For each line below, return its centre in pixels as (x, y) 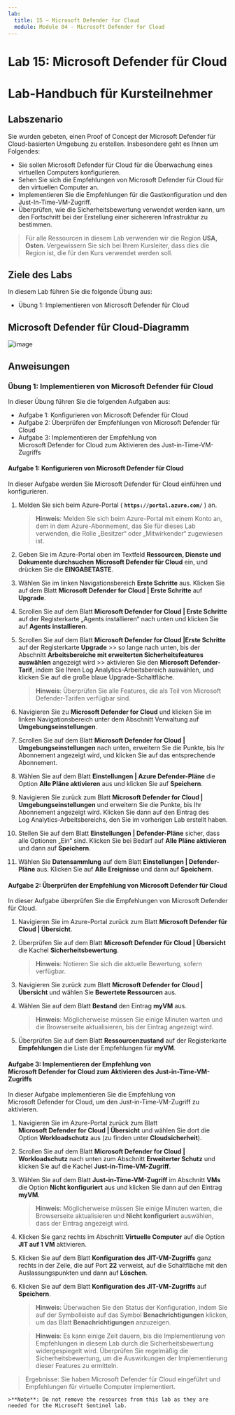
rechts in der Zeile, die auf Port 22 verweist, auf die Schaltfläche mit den (122, 1266)
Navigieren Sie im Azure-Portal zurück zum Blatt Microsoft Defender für (123, 922)
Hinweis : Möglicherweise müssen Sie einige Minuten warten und (129, 1020)
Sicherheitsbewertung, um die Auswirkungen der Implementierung (131, 1358)
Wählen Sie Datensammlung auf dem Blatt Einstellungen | (103, 862)
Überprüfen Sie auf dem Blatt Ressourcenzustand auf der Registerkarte (122, 1041)
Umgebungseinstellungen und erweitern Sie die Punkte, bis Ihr (110, 805)
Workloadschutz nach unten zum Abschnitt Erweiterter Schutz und (116, 1159)
